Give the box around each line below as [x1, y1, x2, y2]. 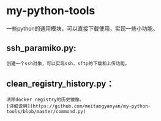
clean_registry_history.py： [6, 79, 114, 89]
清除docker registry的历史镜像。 [6, 96, 84, 103]
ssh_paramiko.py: [6, 43, 77, 53]
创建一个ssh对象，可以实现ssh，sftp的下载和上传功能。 [6, 60, 130, 66]
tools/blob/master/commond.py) [6, 108, 86, 114]
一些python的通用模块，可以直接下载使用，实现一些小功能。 [6, 25, 158, 32]
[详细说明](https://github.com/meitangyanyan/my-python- [6, 103, 151, 109]
